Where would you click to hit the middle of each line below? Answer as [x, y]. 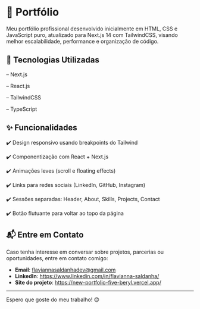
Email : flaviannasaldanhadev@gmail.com [65, 270]
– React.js [18, 86]
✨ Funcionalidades [42, 128]
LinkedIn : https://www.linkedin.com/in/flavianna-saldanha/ [87, 276]
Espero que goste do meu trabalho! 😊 [53, 299]
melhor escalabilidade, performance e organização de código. [82, 41]
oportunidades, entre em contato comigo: [57, 258]
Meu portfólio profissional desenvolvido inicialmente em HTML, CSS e [92, 29]
